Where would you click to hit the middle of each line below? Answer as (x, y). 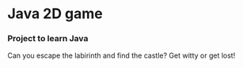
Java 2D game (55, 14)
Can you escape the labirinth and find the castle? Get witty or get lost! (121, 55)
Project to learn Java (48, 39)
